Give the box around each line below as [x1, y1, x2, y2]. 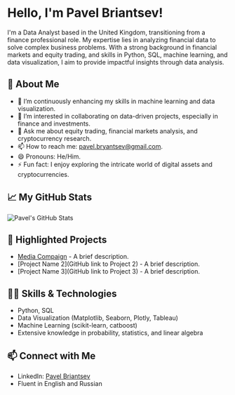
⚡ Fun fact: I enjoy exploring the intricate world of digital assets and [17, 160, 213, 168]
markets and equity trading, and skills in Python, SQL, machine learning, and [7, 51, 228, 59]
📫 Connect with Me [7, 349, 96, 362]
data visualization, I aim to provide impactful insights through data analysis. [7, 58, 224, 66]
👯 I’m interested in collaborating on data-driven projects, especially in [17, 112, 219, 120]
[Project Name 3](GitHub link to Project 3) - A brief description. [17, 267, 200, 276]
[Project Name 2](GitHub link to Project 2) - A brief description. [17, 260, 200, 268]
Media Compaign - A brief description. [17, 253, 129, 261]
